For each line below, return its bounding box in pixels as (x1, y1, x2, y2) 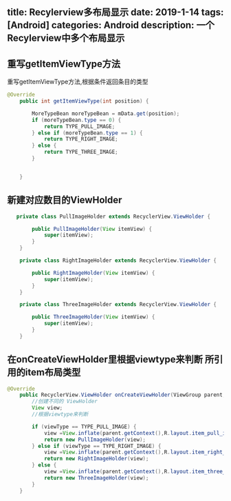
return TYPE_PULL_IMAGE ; (43, 123, 115, 130)
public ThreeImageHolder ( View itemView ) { (32, 314, 155, 320)
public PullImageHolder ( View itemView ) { (32, 225, 153, 232)
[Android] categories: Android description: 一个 (7, 19, 215, 31)
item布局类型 (25, 367, 81, 378)
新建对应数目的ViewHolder (7, 194, 122, 206)
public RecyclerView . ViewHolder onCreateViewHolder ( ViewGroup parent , (19, 391, 226, 398)
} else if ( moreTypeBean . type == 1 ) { (32, 130, 143, 136)
